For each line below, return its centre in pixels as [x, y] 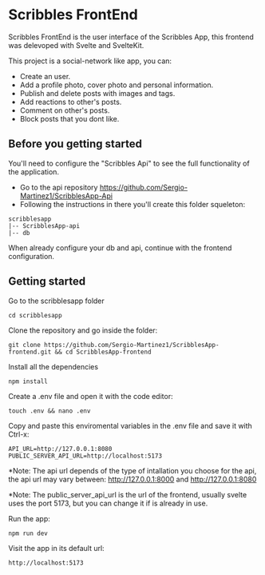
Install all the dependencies [53, 366]
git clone [25, 345]
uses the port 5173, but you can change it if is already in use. [108, 503]
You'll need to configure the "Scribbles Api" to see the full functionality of [129, 163]
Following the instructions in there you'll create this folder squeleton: [132, 204]
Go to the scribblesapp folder [57, 301]
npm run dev [28, 533]
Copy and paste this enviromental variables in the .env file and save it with [131, 425]
